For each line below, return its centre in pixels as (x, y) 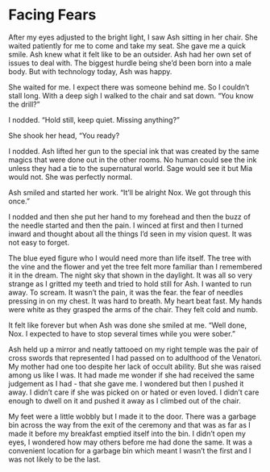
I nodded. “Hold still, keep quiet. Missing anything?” (94, 119)
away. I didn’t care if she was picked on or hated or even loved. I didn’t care (134, 392)
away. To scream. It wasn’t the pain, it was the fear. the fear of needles (126, 292)
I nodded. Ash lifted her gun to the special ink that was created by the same (134, 151)
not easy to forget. (39, 242)
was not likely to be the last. (55, 459)
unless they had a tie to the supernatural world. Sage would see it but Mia (131, 168)
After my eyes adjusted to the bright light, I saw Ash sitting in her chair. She (133, 37)
